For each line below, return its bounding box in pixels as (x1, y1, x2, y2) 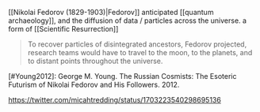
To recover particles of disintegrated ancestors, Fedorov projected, (27, 39, 247, 49)
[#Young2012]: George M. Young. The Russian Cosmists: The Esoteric (8, 72, 237, 80)
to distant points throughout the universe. (27, 56, 163, 65)
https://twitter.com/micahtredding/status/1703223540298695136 (8, 95, 222, 104)
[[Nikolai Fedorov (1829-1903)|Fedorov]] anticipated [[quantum (8, 8, 214, 17)
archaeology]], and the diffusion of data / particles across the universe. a (8, 16, 247, 25)
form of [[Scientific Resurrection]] (8, 24, 119, 33)
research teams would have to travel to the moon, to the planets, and (27, 48, 253, 57)
